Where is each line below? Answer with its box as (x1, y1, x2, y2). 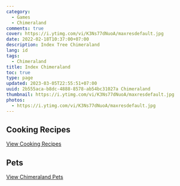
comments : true (6, 25, 44, 31)
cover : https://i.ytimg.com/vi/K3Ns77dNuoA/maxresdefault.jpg (6, 31, 164, 37)
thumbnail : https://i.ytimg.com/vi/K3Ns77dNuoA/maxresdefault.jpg (6, 92, 175, 97)
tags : (6, 53, 20, 59)
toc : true (6, 70, 31, 75)
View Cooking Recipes (6, 140, 61, 147)
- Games (11, 14, 31, 20)
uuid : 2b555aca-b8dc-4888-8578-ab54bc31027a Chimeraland (6, 86, 151, 92)
